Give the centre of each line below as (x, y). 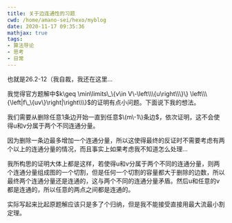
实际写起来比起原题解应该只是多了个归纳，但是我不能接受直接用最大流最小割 (116, 204)
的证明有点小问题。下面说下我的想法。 (145, 102)
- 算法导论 (21, 46)
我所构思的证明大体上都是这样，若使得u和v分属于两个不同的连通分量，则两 (114, 164)
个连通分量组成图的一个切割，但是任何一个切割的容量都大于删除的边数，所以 (116, 172)
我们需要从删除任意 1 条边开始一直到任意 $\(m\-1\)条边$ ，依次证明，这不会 (110, 117)
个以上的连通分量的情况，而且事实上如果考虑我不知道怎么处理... (98, 148)
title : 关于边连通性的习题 (41, 13)
